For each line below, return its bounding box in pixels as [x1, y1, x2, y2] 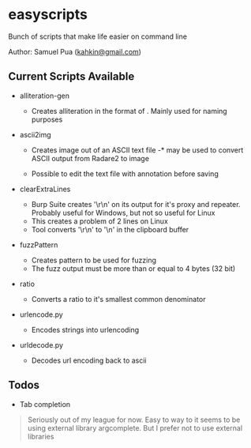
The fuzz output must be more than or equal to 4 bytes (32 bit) [31, 263, 236, 273]
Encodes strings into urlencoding [31, 325, 140, 334]
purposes [31, 115, 63, 124]
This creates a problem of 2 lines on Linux [31, 216, 168, 226]
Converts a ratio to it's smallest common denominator [31, 294, 206, 303]
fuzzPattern [19, 239, 58, 250]
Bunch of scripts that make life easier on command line [8, 32, 188, 41]
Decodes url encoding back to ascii [31, 356, 147, 365]
